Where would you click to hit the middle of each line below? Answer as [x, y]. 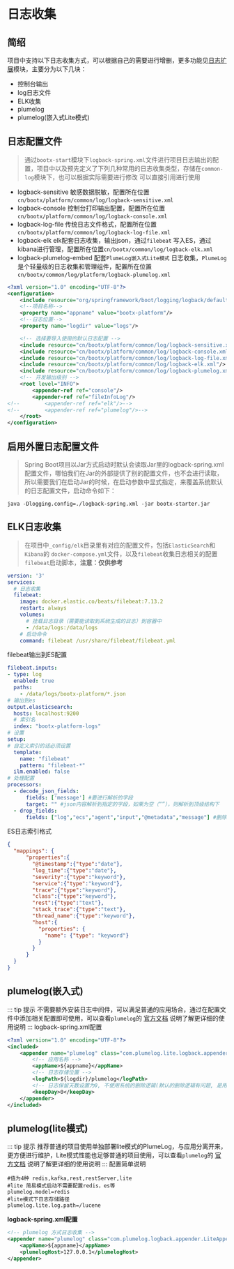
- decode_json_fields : [46, 791]
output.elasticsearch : [40, 707]
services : [22, 582]
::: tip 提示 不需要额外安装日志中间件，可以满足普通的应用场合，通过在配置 [114, 1009]
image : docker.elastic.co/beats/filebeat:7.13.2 [92, 602]
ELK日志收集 [34, 527]
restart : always [44, 608]
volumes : [32, 615]
